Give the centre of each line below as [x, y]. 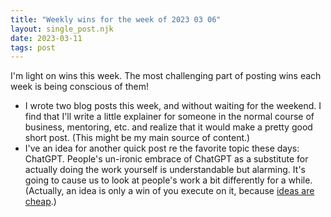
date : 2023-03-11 [46, 38]
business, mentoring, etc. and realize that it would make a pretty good [168, 127]
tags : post [33, 47]
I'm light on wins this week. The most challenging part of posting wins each [166, 76]
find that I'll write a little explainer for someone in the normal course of [169, 117]
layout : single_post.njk [62, 29]
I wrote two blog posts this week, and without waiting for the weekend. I [173, 106]
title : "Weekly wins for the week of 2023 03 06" [116, 19]
